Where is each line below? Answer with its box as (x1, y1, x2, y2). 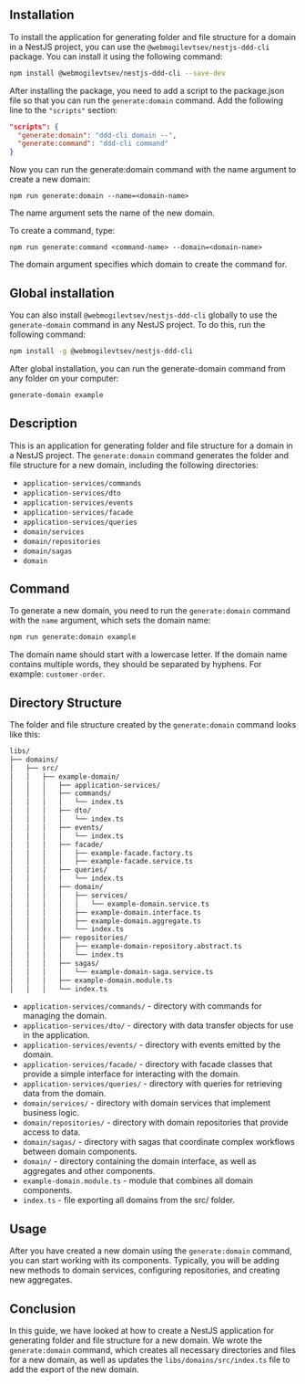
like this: (9, 729, 41, 740)
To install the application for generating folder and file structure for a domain (9, 31, 296, 42)
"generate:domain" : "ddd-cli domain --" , (17, 131, 178, 140)
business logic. (22, 1107, 80, 1118)
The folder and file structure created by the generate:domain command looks (9, 719, 297, 730)
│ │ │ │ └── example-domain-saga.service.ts (9, 967, 214, 976)
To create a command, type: (9, 225, 116, 236)
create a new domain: (9, 173, 91, 185)
